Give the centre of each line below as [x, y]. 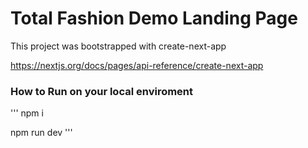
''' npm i [27, 113]
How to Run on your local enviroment [102, 91]
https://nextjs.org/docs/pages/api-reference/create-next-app [137, 65]
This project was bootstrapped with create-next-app [118, 46]
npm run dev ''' [41, 133]
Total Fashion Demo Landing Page [154, 18]
